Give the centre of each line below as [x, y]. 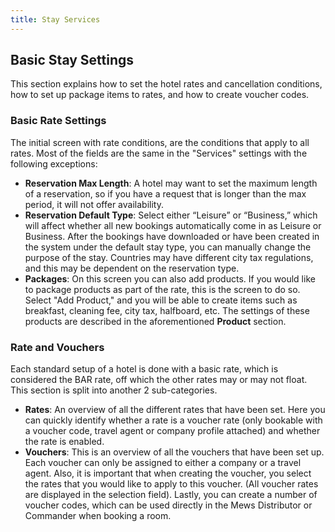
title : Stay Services [55, 19]
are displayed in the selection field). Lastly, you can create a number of [171, 495]
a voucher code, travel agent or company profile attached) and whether [172, 431]
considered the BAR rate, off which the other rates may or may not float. [159, 380]
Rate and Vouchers [57, 347]
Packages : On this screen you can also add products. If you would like [170, 278]
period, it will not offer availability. [94, 204]
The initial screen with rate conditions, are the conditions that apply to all [160, 142]
